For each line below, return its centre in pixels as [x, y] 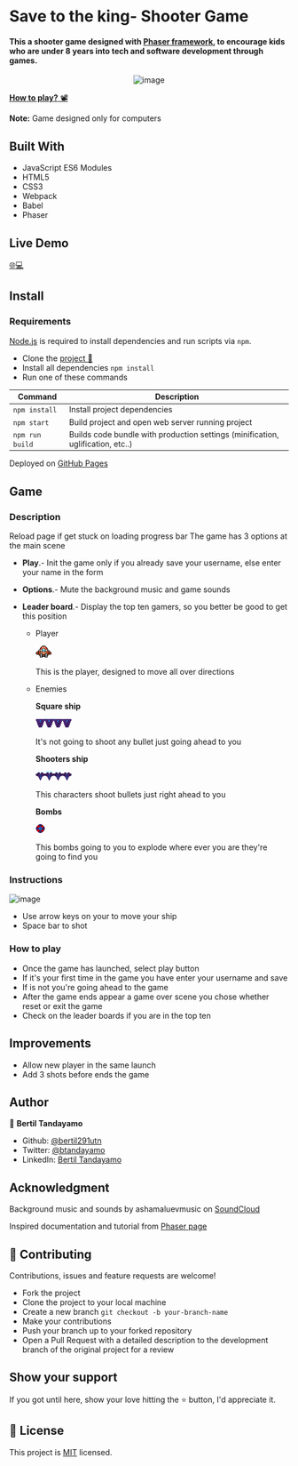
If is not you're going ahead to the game [95, 987]
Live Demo [39, 243]
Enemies [51, 689]
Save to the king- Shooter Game [129, 16]
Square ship [58, 706]
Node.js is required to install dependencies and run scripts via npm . [130, 340]
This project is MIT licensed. [61, 1452]
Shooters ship [62, 759]
